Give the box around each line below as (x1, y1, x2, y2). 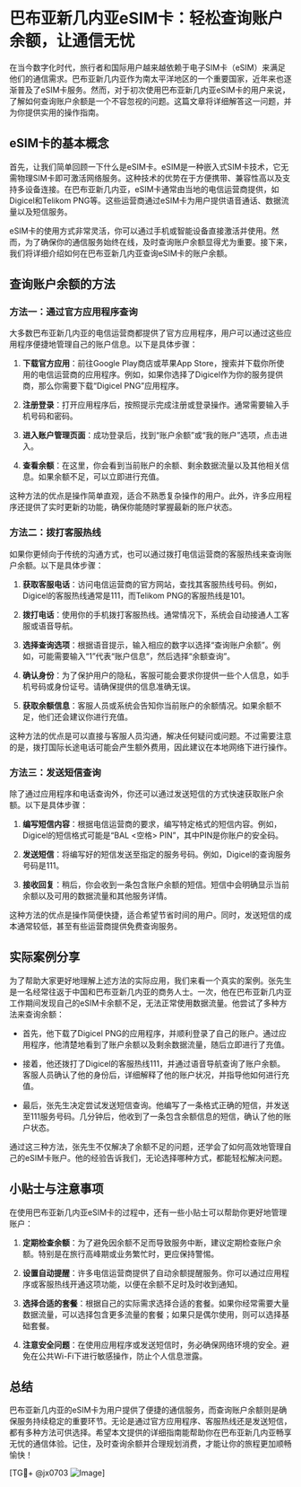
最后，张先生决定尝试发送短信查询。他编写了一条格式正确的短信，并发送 (21, 1099, 289, 1110)
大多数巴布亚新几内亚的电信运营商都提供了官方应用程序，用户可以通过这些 (9, 328, 284, 339)
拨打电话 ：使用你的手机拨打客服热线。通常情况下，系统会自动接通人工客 (21, 609, 289, 620)
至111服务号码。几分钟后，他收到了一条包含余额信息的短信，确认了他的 (21, 1111, 284, 1122)
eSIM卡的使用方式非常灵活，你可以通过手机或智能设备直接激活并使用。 (9, 225, 271, 236)
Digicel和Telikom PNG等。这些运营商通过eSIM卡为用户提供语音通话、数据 (9, 195, 282, 206)
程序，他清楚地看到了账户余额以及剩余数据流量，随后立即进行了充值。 (30, 1039, 289, 1050)
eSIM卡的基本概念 (9, 136, 109, 151)
